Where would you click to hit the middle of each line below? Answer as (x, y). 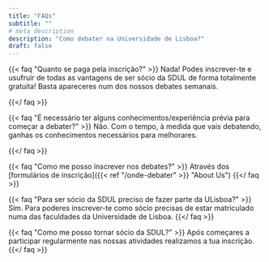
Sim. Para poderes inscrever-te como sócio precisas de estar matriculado (131, 208)
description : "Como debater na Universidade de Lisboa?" (107, 39)
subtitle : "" (30, 24)
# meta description (41, 31)
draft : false (30, 46)
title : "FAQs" (32, 16)
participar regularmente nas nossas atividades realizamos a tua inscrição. (132, 241)
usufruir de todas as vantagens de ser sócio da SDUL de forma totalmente (132, 78)
